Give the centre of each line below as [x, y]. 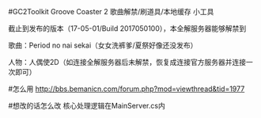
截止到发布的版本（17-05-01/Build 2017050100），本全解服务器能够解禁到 [127, 29]
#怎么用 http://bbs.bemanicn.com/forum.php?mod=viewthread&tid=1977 [127, 89]
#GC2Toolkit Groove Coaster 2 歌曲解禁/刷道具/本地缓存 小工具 [111, 11]
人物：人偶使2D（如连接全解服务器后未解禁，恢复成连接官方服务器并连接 [127, 62]
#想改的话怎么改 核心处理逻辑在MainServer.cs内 [87, 106]
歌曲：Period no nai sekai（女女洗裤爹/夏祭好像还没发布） [103, 45]
